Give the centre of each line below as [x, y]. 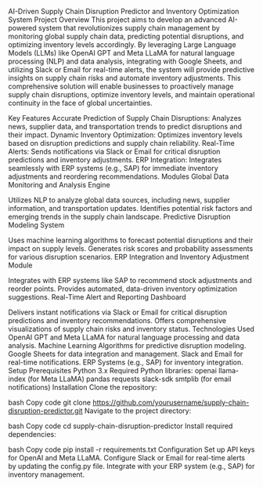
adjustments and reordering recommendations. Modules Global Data [119, 176]
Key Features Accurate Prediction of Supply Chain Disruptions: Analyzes [125, 118]
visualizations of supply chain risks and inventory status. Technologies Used [131, 329]
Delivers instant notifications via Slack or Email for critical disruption [118, 312]
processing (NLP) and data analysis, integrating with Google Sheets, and [125, 61]
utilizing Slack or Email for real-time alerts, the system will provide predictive [131, 69]
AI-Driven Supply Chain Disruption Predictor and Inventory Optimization [124, 11]
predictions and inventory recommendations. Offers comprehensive [117, 320]
